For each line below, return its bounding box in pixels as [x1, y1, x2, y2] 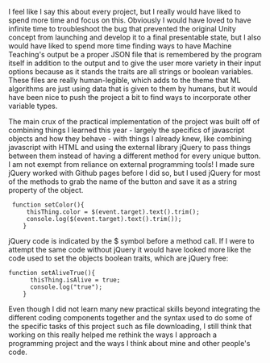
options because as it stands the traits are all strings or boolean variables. [8, 67, 254, 76]
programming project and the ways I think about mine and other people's [8, 339, 251, 348]
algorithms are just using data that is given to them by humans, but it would [8, 84, 258, 94]
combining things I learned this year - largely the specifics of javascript [8, 125, 245, 135]
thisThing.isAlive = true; [29, 276, 121, 284]
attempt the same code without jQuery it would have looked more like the [8, 245, 251, 254]
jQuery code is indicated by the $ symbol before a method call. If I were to [8, 236, 255, 245]
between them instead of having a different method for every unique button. [8, 151, 261, 161]
